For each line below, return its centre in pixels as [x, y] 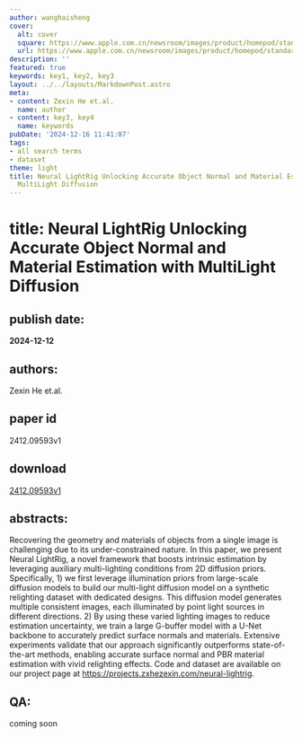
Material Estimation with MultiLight [142, 267]
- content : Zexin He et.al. [62, 101]
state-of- [269, 645]
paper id [33, 419]
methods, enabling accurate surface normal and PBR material [151, 655]
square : [32, 43]
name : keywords [46, 127]
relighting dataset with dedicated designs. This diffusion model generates [146, 597]
